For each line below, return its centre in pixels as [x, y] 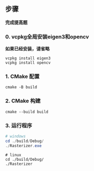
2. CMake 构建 [23, 101]
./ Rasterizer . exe [23, 146]
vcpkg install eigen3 [28, 58]
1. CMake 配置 [22, 77]
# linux [13, 155]
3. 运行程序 [19, 125]
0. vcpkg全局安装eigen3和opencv [47, 37]
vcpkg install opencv [28, 63]
